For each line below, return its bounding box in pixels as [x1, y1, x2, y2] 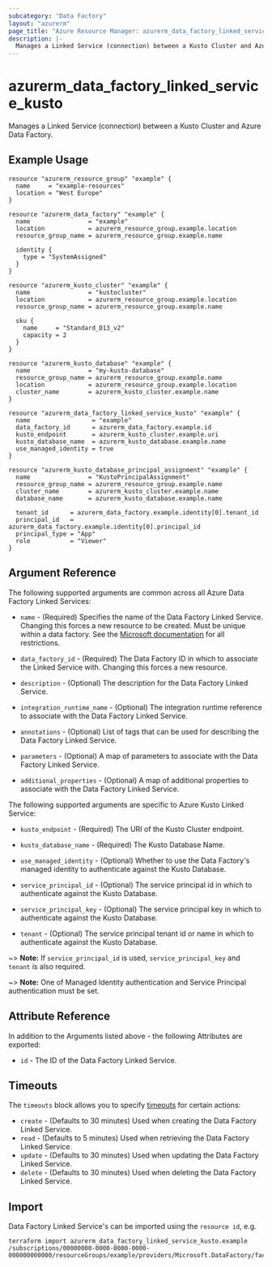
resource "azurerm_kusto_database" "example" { [8, 359, 172, 368]
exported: [8, 1040, 41, 1049]
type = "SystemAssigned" [23, 252, 107, 261]
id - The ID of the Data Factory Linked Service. [19, 1055, 177, 1065]
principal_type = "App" [15, 529, 96, 538]
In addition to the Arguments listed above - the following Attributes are [8, 1031, 243, 1041]
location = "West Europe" [15, 188, 104, 197]
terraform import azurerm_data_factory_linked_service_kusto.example [8, 1237, 249, 1246]
